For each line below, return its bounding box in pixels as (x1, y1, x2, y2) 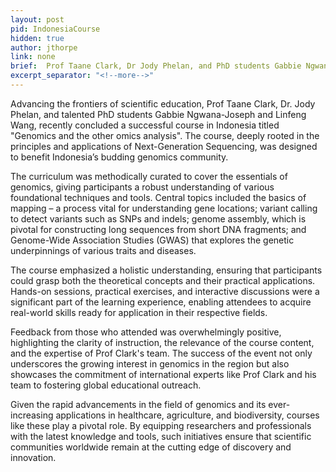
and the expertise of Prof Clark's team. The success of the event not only (10, 347, 313, 359)
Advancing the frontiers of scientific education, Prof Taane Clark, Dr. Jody (10, 97, 316, 110)
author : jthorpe (10, 42, 78, 53)
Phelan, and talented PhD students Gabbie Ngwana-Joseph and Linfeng (10, 108, 307, 120)
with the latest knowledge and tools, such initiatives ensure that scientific (10, 430, 312, 442)
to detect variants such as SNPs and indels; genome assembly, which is (10, 212, 307, 225)
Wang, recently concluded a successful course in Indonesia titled (10, 119, 280, 131)
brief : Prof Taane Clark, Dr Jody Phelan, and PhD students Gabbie (10, 61, 302, 71)
